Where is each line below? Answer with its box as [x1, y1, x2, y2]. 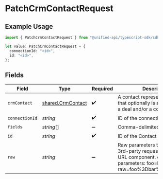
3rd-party [117, 148, 141, 155]
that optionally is [117, 100, 155, 107]
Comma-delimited [117, 124, 160, 130]
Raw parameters [117, 142, 155, 148]
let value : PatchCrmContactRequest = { [5, 44, 86, 49]
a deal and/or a [117, 106, 152, 112]
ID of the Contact [117, 132, 157, 139]
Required [91, 86, 113, 92]
